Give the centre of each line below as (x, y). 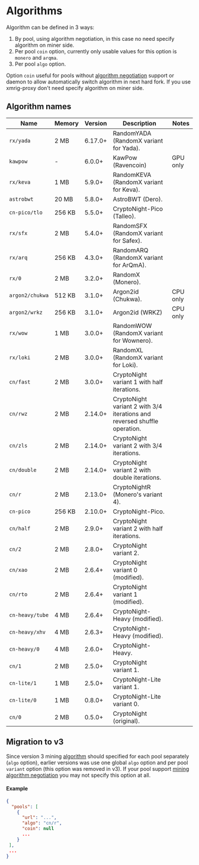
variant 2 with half (138, 528)
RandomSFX (130, 226)
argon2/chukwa (29, 295)
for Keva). (126, 189)
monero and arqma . (36, 57)
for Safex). (127, 240)
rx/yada (20, 141)
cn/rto (18, 594)
